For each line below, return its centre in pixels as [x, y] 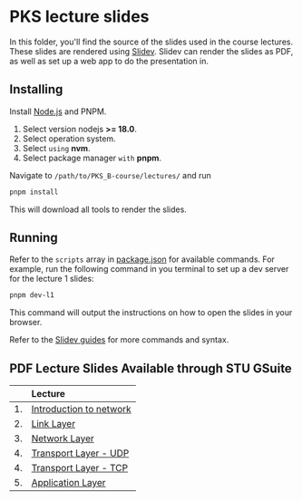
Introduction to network [81, 409]
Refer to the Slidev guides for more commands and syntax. [119, 340]
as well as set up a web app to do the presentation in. [109, 61]
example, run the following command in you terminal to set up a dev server [149, 269]
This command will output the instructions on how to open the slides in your [151, 313]
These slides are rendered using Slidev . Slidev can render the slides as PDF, [151, 51]
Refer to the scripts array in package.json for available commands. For [142, 259]
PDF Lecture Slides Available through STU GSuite [151, 368]
